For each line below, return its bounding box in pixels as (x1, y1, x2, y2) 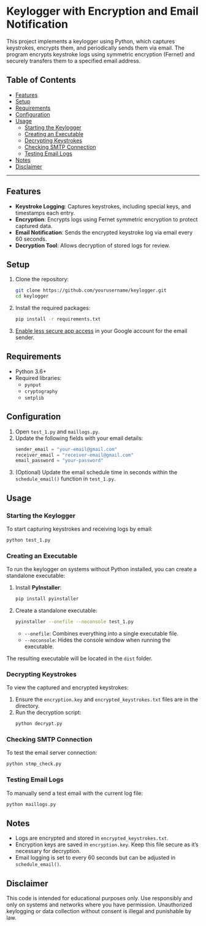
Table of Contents (6, 75, 77, 85)
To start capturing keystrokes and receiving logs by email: (6, 525, 153, 533)
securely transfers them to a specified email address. (6, 57, 141, 64)
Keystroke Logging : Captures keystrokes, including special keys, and (15, 202, 191, 210)
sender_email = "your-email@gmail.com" (15, 446, 118, 452)
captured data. (15, 222, 53, 229)
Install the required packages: (15, 305, 91, 312)
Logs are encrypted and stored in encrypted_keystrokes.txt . (15, 835, 169, 842)
